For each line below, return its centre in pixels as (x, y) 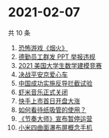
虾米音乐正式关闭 (43, 92)
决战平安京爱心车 (43, 74)
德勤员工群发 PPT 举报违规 (57, 57)
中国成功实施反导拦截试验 (55, 83)
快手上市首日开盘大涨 (49, 100)
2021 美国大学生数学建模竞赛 (60, 65)
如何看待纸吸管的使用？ (52, 110)
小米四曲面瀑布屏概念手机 (55, 127)
